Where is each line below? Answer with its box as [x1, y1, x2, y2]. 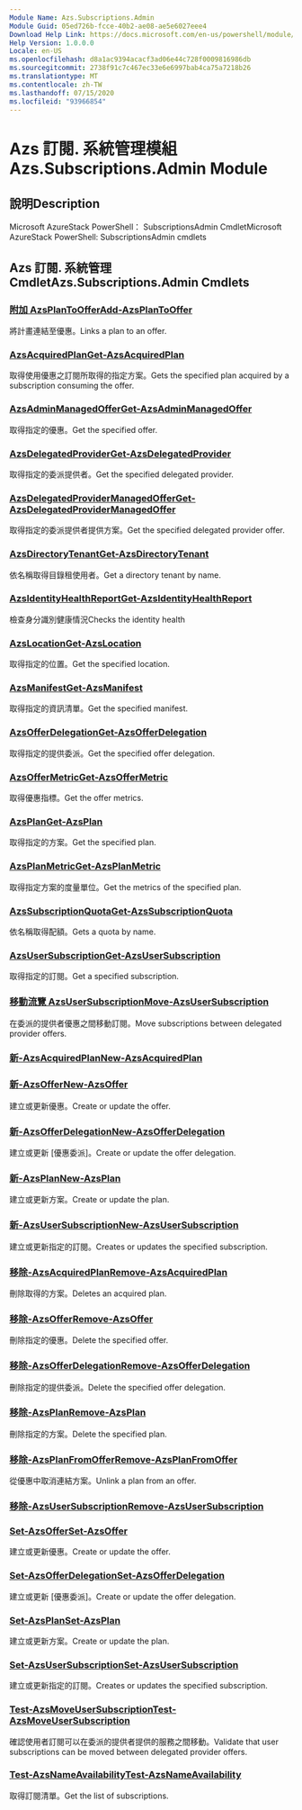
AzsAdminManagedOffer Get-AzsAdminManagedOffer [9, 402, 253, 415]
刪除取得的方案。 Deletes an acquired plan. [9, 1288, 167, 1299]
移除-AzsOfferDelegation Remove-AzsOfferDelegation [9, 1360, 251, 1373]
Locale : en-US [9, 47, 63, 56]
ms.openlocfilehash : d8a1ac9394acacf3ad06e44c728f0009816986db [9, 55, 252, 64]
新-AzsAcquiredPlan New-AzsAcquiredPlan [9, 1052, 203, 1065]
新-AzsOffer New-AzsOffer [9, 1078, 129, 1091]
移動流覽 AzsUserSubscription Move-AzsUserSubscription [9, 995, 270, 1008]
